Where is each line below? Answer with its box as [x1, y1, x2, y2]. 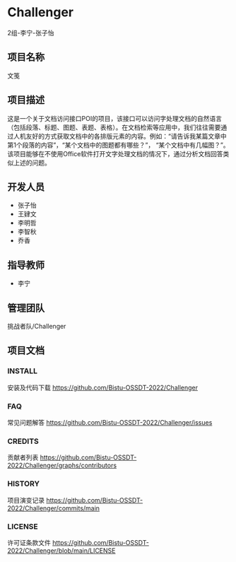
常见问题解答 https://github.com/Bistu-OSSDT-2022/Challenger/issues [7, 418, 213, 426]
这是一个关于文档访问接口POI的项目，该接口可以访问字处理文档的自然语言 [7, 114, 223, 122]
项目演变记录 [7, 496, 45, 504]
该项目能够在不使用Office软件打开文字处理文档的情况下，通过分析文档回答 [7, 149, 224, 158]
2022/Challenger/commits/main [7, 503, 100, 513]
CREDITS [7, 436, 39, 446]
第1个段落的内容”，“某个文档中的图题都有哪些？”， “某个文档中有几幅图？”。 [7, 141, 230, 149]
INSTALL [7, 366, 37, 376]
